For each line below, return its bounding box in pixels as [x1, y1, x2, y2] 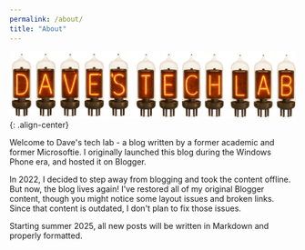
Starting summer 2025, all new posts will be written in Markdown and [9, 221, 269, 232]
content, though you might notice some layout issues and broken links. [9, 194, 275, 205]
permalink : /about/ [9, 15, 84, 24]
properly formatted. [9, 230, 84, 241]
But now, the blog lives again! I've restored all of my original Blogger [9, 184, 265, 195]
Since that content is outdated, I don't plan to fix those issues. [9, 203, 241, 214]
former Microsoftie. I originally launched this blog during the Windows [9, 146, 271, 158]
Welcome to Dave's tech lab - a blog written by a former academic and [9, 137, 275, 148]
